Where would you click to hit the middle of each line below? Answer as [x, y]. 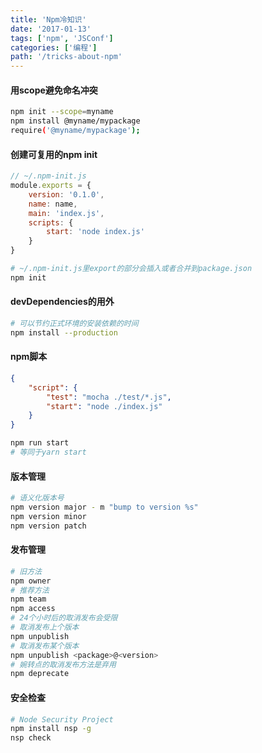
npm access [33, 609]
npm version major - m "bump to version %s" [104, 507]
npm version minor [48, 516]
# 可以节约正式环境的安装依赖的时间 [74, 323]
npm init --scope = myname [62, 112]
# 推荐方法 [30, 590]
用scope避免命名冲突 [54, 90]
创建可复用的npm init [54, 154]
